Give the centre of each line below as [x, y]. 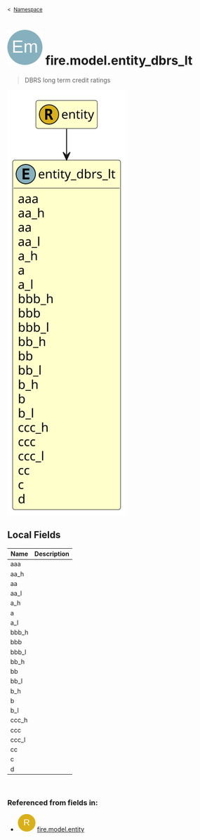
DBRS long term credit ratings [67, 80]
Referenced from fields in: [53, 802]
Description [52, 554]
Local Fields [34, 535]
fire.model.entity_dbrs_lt [119, 60]
